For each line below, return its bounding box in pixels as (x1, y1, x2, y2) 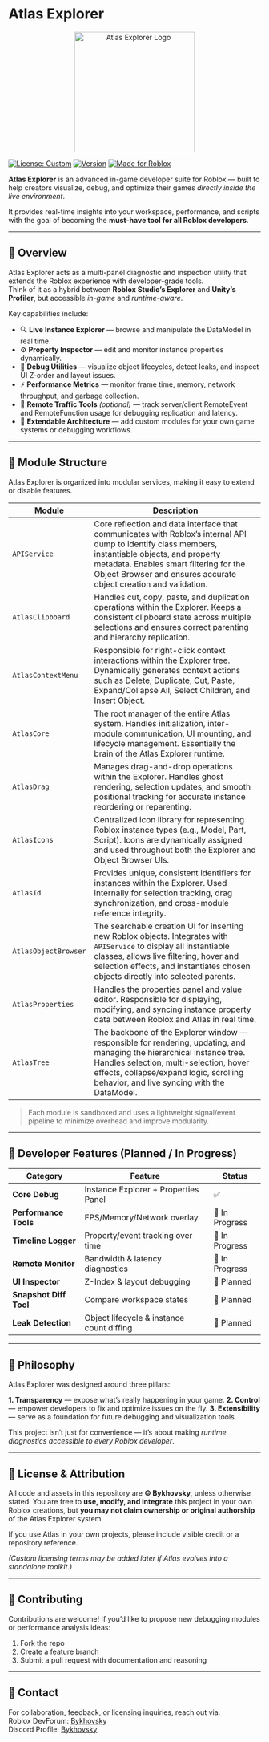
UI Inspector (12, 1277, 60, 1288)
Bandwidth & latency (84, 1253, 163, 1265)
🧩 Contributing (8, 1593, 83, 1606)
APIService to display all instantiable (94, 940, 230, 952)
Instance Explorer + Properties (84, 1184, 199, 1196)
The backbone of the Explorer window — (94, 1026, 248, 1037)
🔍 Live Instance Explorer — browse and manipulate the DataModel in (19, 324, 251, 334)
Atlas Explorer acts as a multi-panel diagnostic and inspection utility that (8, 267, 247, 277)
